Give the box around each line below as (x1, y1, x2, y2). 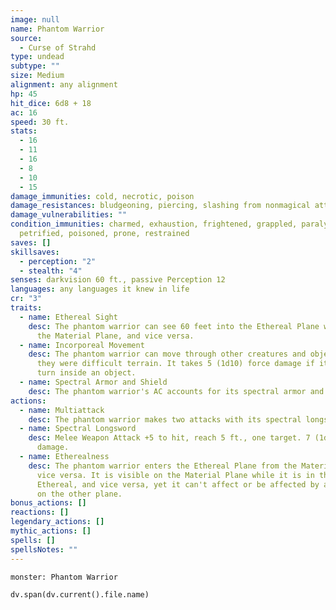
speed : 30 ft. (10, 117, 70, 127)
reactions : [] (10, 507, 70, 518)
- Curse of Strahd (19, 42, 97, 53)
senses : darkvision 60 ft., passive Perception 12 (10, 275, 226, 285)
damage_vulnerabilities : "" (10, 210, 128, 220)
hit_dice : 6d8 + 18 (10, 98, 92, 108)
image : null (10, 14, 60, 25)
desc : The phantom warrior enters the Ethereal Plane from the (28, 461, 298, 471)
